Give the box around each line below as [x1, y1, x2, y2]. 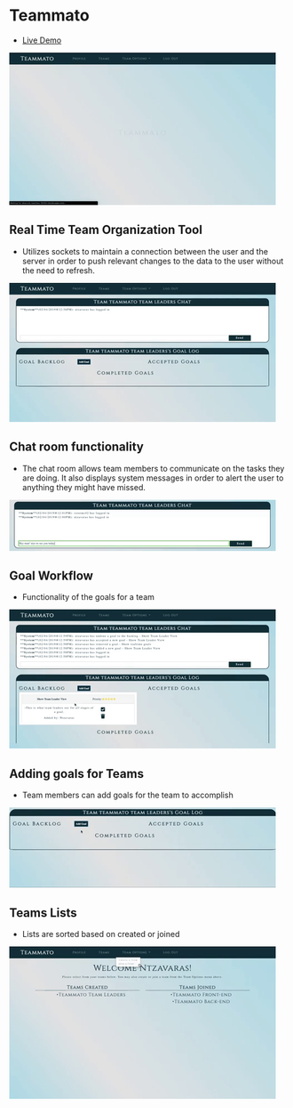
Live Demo [21, 35, 62, 45]
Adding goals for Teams [9, 766, 145, 781]
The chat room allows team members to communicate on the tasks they [21, 463, 285, 473]
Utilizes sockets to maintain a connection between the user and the [21, 246, 269, 256]
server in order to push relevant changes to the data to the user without [21, 255, 284, 266]
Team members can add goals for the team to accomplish [21, 789, 234, 801]
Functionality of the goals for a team [21, 592, 155, 603]
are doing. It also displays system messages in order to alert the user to [21, 473, 284, 483]
